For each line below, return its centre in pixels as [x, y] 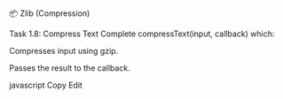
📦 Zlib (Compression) [50, 13]
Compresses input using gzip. [64, 51]
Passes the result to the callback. [70, 68]
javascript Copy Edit [46, 85]
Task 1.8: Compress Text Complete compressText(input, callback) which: [142, 34]
